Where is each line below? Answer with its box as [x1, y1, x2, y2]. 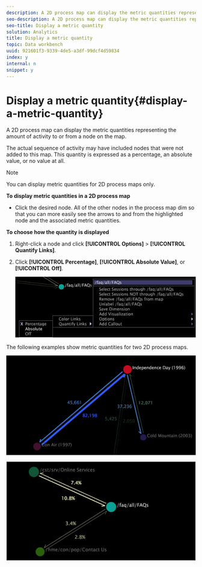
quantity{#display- [91, 93, 188, 107]
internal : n [6, 60, 36, 66]
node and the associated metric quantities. [14, 217, 121, 224]
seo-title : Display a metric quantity [6, 22, 103, 28]
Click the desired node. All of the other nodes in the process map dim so [14, 204, 195, 211]
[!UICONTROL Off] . [14, 265, 64, 272]
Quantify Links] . [14, 247, 57, 254]
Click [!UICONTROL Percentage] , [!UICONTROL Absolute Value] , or [14, 258, 185, 265]
